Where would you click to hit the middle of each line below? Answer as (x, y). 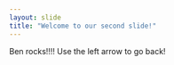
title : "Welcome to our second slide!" (83, 26)
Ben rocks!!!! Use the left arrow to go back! (87, 51)
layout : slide (36, 17)
